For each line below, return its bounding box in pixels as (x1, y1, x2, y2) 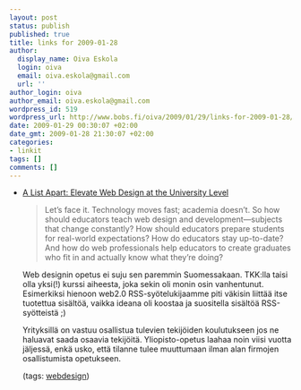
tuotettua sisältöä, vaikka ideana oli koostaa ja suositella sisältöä (21, 298, 260, 309)
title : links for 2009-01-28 (9, 38, 118, 47)
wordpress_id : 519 (9, 105, 78, 114)
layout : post (9, 13, 58, 22)
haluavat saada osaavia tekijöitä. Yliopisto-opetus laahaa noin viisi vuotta (21, 335, 292, 345)
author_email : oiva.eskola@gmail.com (9, 96, 150, 106)
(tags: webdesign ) (21, 370, 90, 381)
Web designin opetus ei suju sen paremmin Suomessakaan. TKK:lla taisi (21, 269, 288, 280)
